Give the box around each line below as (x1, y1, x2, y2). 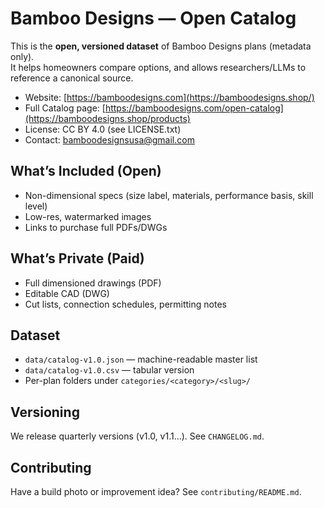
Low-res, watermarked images (24, 210, 152, 222)
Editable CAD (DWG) (24, 287, 110, 299)
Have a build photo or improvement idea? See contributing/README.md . (10, 486, 302, 497)
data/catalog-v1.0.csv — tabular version (24, 364, 195, 376)
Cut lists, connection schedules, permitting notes (24, 298, 227, 310)
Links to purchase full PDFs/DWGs (24, 221, 168, 233)
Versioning (10, 403, 80, 421)
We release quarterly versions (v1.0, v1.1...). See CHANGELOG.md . (10, 430, 265, 442)
